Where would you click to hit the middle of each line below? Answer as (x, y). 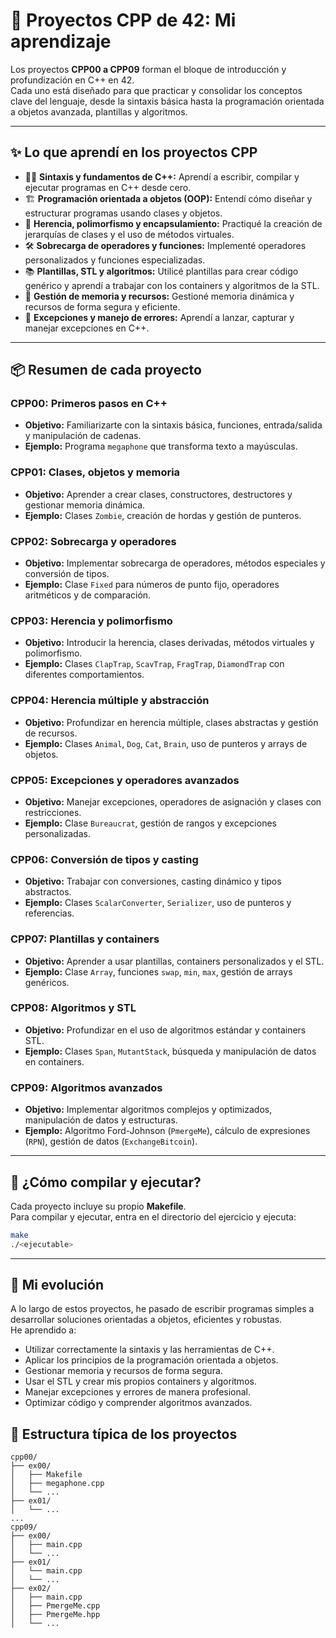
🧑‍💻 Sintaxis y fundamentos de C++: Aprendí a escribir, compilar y (162, 176)
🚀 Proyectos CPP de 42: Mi (123, 20)
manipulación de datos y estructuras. (101, 1120)
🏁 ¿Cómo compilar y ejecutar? (106, 1182)
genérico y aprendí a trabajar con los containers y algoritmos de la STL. (172, 285)
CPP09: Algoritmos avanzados (86, 1087)
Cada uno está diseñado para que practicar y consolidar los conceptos (156, 90)
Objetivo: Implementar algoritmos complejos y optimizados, (148, 1110)
